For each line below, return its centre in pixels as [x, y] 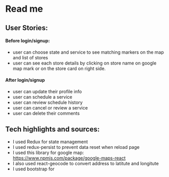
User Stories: [27, 28]
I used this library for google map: [48, 152]
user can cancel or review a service [50, 107]
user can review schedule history [47, 102]
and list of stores [30, 57]
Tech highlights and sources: [53, 129]
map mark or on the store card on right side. [59, 68]
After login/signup [25, 80]
